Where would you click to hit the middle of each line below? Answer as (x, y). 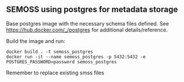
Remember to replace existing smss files (55, 73)
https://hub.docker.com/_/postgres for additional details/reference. (87, 30)
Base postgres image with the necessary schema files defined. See (88, 23)
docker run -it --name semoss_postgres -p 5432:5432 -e (76, 57)
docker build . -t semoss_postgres (50, 52)
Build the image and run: (36, 41)
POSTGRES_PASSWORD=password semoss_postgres (61, 62)
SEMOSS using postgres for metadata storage (92, 10)
